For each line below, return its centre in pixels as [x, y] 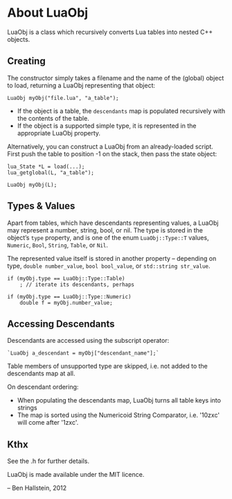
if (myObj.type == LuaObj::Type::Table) [66, 278]
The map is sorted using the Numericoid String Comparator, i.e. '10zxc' [118, 415]
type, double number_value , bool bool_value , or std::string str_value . [109, 266]
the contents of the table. [53, 118]
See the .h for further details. [48, 461]
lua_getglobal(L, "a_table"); [51, 172]
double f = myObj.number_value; [66, 303]
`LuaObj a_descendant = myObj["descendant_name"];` [83, 353]
